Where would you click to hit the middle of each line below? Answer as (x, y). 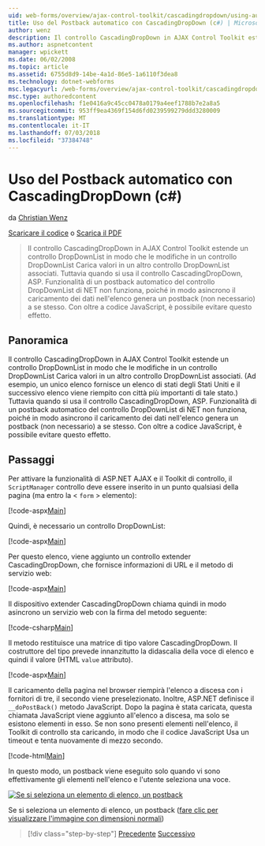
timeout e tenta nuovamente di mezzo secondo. (86, 741)
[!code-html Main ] (37, 756)
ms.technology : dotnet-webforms (61, 81)
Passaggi (32, 460)
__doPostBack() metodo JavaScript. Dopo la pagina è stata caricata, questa (130, 707)
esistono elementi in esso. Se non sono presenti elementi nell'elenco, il (123, 724)
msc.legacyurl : (33, 89)
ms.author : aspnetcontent (50, 45)
